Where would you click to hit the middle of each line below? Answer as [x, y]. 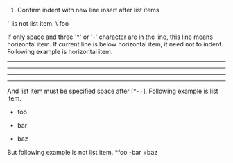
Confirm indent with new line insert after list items [88, 10]
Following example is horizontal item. [60, 52]
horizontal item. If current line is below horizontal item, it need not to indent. [115, 44]
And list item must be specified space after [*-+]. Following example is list [113, 91]
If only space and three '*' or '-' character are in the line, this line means [110, 37]
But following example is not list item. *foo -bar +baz [83, 152]
